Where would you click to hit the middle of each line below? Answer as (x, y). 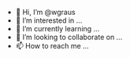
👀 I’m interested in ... (49, 20)
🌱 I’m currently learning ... (58, 29)
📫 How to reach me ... (52, 46)
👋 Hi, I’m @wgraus (46, 12)
